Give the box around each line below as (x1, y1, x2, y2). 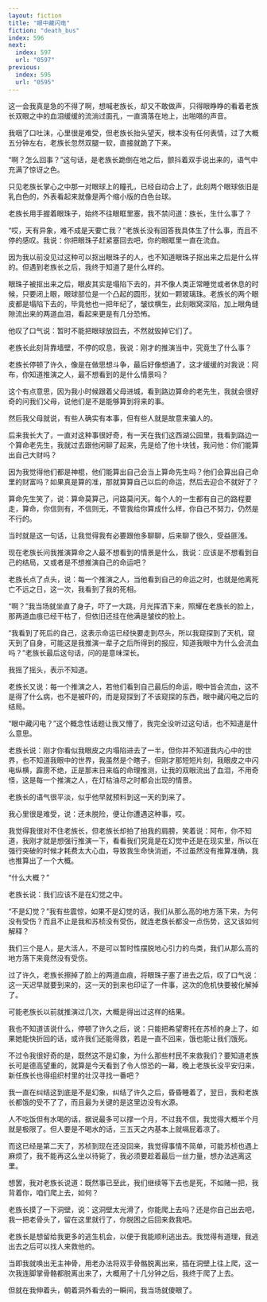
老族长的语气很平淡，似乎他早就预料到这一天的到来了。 (8, 792, 189, 802)
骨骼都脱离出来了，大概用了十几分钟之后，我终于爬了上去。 (42, 1268, 238, 1277)
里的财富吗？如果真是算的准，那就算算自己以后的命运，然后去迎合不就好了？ (8, 476, 259, 486)
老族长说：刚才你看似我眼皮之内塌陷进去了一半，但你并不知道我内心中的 (8, 745, 245, 755)
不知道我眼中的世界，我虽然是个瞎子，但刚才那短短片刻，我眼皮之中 (29, 755, 252, 764)
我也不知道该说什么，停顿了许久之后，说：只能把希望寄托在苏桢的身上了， (8, 1024, 252, 1033)
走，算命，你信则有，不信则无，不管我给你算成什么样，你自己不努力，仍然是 (8, 503, 259, 513)
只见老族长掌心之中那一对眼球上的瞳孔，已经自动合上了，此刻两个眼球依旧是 (8, 181, 259, 191)
